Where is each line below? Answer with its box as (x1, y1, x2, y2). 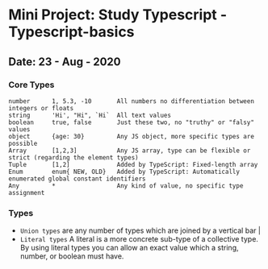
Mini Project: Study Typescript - (8, 6, 228, 24)
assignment (8, 188, 45, 197)
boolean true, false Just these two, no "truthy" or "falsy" (8, 118, 254, 126)
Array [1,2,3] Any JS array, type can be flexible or (8, 147, 251, 155)
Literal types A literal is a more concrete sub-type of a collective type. (19, 234, 258, 244)
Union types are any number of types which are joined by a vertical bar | (19, 226, 261, 235)
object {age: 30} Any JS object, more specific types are (8, 132, 254, 140)
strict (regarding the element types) (8, 153, 139, 162)
